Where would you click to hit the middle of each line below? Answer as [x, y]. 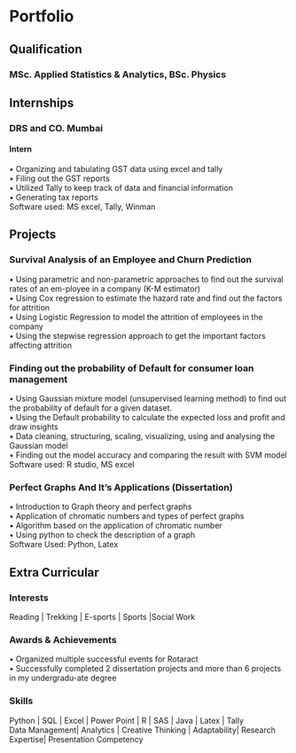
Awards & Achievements [63, 639]
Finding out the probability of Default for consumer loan [132, 368]
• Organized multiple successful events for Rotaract [104, 659]
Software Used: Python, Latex [64, 545]
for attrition [30, 307]
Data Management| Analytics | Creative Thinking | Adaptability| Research [143, 730]
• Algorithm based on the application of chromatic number [116, 526]
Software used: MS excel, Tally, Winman [82, 207]
